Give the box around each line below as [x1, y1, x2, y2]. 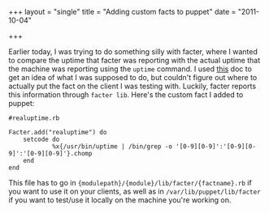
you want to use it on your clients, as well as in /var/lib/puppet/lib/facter [8, 186, 262, 196]
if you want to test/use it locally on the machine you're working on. [8, 195, 232, 205]
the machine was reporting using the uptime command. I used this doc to [8, 64, 252, 74]
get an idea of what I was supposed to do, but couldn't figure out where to [8, 73, 258, 82]
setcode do [23, 135, 60, 143]
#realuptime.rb [8, 114, 60, 122]
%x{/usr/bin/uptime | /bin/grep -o [51, 143, 173, 151]
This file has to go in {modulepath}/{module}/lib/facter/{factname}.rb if [8, 178, 252, 187]
